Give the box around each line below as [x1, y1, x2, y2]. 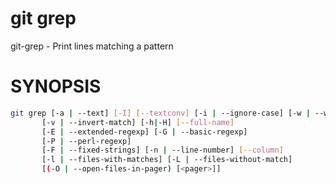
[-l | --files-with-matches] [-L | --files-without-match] [41, 155, 293, 165]
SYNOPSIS [10, 75, 102, 98]
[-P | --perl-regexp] [41, 136, 132, 146]
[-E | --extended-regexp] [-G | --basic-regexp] [41, 127, 248, 137]
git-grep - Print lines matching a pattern [10, 40, 174, 52]
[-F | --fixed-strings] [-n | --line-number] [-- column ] [41, 145, 284, 156]
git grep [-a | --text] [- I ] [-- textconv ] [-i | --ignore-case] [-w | [10, 108, 311, 118]
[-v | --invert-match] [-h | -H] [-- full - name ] [41, 117, 235, 127]
